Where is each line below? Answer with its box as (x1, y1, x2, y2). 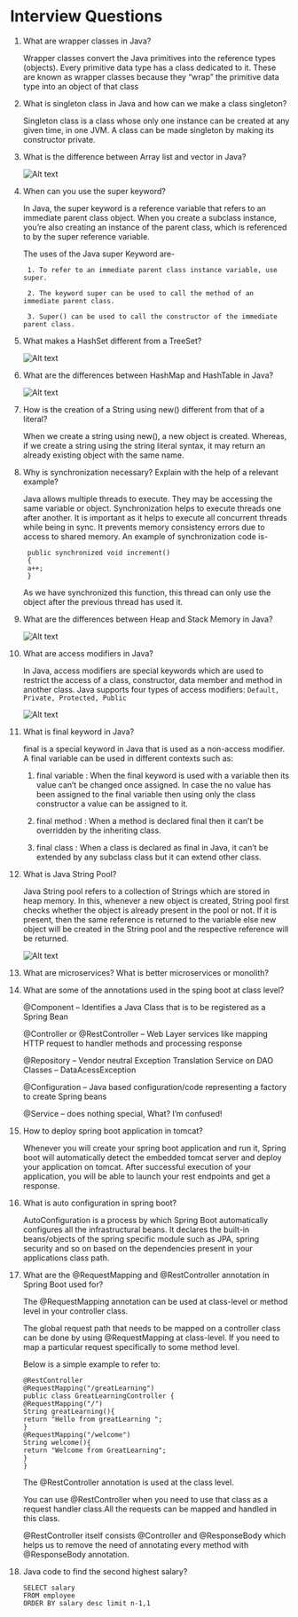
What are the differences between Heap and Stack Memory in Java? (22, 614, 273, 624)
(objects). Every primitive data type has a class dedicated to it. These (22, 62, 277, 73)
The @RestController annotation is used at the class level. (22, 1477, 234, 1487)
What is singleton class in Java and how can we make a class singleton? (22, 98, 287, 108)
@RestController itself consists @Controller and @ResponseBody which (22, 1530, 286, 1541)
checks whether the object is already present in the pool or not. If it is (22, 905, 278, 915)
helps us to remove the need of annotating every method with (22, 1539, 249, 1550)
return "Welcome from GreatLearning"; (22, 1446, 167, 1455)
